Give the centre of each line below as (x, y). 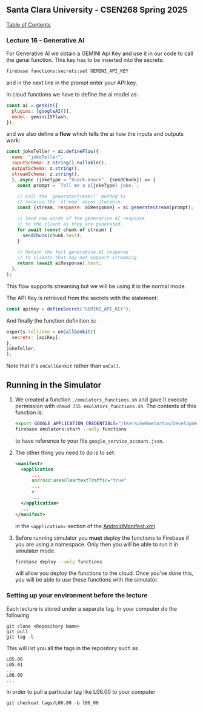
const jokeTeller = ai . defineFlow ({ (52, 152)
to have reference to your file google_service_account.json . (89, 441)
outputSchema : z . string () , (46, 169)
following (18, 615)
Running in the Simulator (54, 385)
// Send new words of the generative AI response (81, 219)
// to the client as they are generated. (70, 224)
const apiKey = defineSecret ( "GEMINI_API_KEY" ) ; (69, 309)
